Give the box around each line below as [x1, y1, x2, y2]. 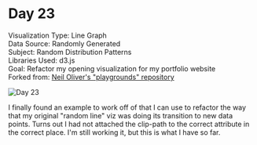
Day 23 [8, 5, 56, 23]
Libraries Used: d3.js [8, 56, 75, 65]
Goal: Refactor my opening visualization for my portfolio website [8, 63, 216, 73]
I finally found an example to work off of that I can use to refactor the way [8, 103, 246, 112]
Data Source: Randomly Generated [8, 38, 121, 48]
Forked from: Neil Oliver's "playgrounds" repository [8, 72, 174, 82]
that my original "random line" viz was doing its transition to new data [8, 111, 233, 120]
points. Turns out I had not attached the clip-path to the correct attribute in [8, 119, 250, 129]
